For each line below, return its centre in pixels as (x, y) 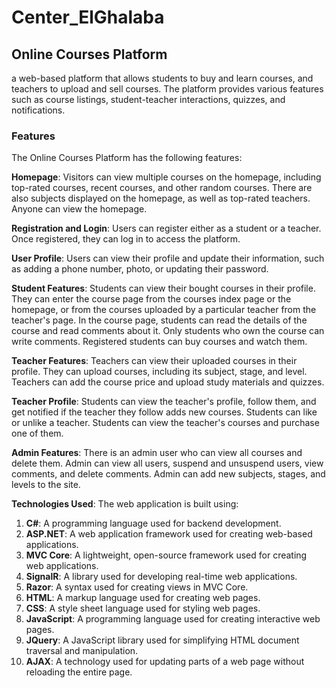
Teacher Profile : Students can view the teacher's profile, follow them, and (164, 402)
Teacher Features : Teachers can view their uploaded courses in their (154, 361)
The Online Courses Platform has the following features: (127, 158)
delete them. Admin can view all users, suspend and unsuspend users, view (167, 463)
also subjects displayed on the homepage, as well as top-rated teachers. (161, 198)
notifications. (38, 110)
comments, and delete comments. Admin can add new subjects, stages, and (168, 474)
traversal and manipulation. (82, 651)
